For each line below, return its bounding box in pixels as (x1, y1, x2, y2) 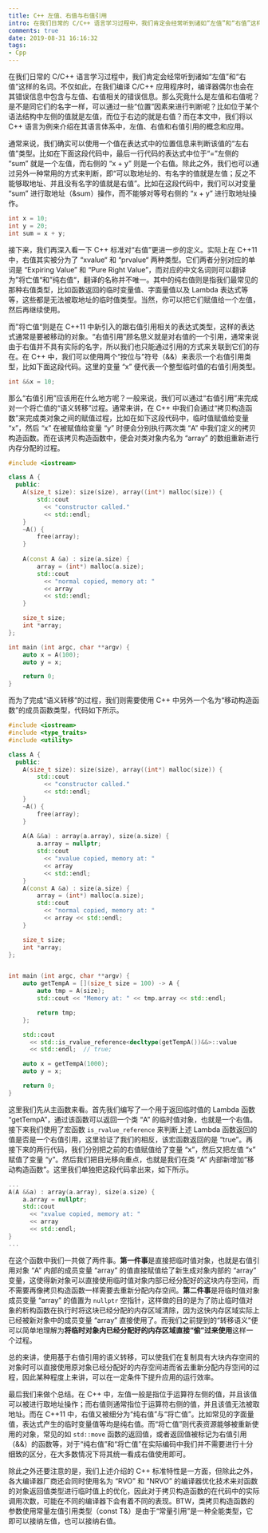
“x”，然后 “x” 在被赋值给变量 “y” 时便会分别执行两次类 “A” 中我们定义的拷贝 (8, 423, 257, 432)
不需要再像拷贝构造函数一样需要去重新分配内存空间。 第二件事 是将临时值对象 (8, 1285, 260, 1295)
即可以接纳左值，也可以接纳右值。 (8, 1515, 120, 1526)
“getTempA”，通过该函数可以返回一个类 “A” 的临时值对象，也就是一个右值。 (8, 1114, 258, 1124)
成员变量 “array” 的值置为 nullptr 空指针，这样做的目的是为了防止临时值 (8, 1295, 246, 1305)
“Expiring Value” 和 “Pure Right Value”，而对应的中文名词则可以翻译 (23, 264, 246, 274)
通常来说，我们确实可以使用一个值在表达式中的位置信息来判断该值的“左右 (8, 139, 250, 148)
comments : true (8, 26, 59, 34)
